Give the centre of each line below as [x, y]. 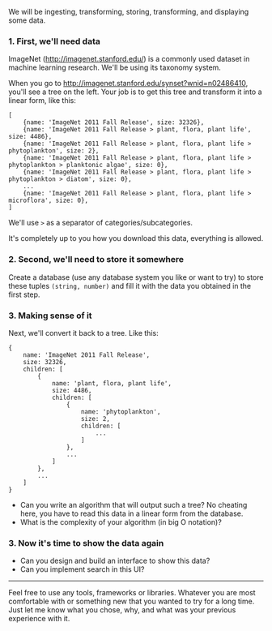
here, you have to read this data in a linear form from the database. [132, 513]
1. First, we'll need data [55, 41]
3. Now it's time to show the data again [86, 543]
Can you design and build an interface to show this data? [115, 561]
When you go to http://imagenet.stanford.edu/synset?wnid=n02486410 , [128, 84]
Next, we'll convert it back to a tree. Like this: [84, 333]
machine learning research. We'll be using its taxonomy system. [115, 67]
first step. [24, 294]
